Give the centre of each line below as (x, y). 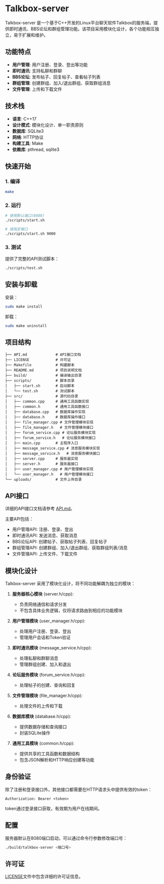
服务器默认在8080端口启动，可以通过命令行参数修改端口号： (66, 838)
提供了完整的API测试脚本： (32, 259)
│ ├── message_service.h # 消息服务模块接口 (53, 454)
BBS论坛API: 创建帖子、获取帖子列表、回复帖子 (60, 542)
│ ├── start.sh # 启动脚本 (40, 386)
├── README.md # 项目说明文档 (44, 370)
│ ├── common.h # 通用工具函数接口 (47, 407)
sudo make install (24, 307)
